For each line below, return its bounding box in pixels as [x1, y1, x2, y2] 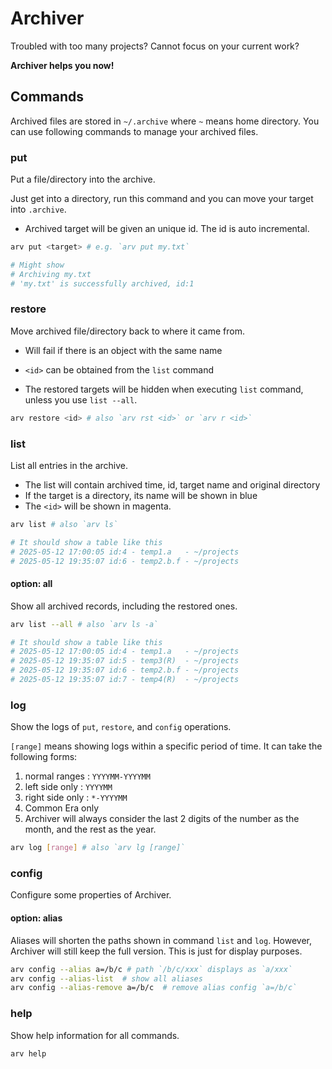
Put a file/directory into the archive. [10, 173, 156, 186]
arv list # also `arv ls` [10, 520, 118, 530]
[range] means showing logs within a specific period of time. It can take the [10, 740, 323, 752]
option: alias [10, 912, 63, 924]
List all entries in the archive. [10, 460, 129, 472]
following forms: [10, 751, 78, 763]
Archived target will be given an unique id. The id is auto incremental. [24, 223, 310, 235]
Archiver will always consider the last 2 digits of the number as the [24, 813, 300, 825]
